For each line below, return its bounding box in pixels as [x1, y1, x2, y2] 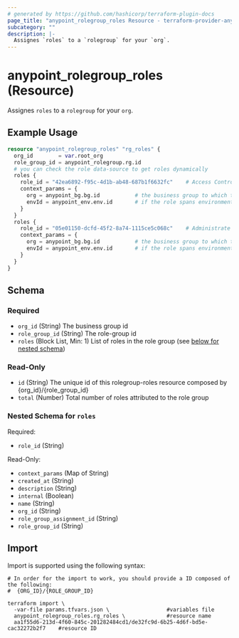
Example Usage [7, 127, 78, 139]
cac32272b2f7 [7, 624, 46, 632]
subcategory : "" [7, 23, 55, 31]
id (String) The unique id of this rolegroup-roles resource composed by [17, 378, 228, 387]
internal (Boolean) [17, 491, 74, 500]
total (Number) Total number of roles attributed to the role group [17, 393, 209, 402]
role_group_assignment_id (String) [17, 514, 119, 523]
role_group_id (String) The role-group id [17, 329, 137, 338]
